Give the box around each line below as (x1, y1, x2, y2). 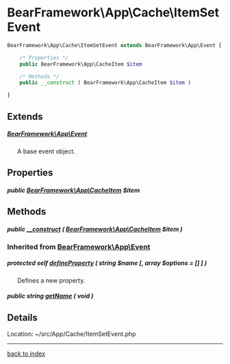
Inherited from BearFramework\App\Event (7, 242, 151, 251)
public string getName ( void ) (7, 292, 94, 300)
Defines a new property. (16, 276, 86, 285)
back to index (7, 350, 46, 358)
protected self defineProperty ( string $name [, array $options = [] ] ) (7, 259, 207, 268)
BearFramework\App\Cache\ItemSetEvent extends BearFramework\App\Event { (7, 42, 222, 49)
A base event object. (16, 147, 75, 155)
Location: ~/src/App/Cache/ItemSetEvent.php (7, 330, 136, 338)
